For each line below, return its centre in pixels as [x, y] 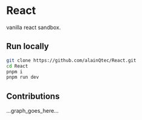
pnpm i [15, 72]
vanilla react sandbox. [34, 27]
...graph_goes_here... [33, 111]
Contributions [33, 96]
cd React [17, 66]
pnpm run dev [23, 77]
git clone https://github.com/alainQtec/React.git [71, 60]
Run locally [28, 46]
